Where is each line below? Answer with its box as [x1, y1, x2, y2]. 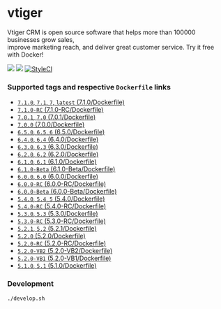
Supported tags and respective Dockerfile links [7, 82, 171, 92]
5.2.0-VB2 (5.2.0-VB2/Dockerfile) [17, 247, 113, 255]
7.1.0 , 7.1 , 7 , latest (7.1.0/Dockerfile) [17, 98, 125, 106]
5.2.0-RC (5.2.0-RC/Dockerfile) [17, 239, 107, 247]
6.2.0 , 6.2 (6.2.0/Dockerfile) [17, 150, 99, 159]
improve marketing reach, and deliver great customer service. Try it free [7, 43, 215, 51]
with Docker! [7, 50, 44, 59]
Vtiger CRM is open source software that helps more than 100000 [7, 28, 196, 36]
